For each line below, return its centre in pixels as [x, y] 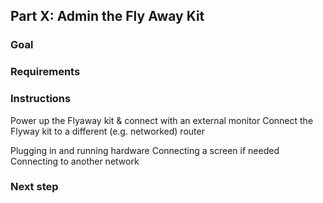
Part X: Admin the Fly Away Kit [107, 16]
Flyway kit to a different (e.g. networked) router [107, 131]
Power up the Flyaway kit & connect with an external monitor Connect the [162, 120]
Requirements [45, 72]
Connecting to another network [75, 161]
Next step [34, 187]
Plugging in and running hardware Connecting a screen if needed [145, 150]
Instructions [41, 99]
